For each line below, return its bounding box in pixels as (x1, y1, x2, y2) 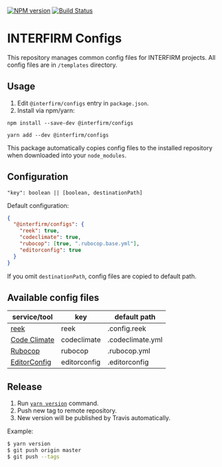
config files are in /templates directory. (7, 61, 118, 69)
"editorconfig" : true (19, 247, 81, 253)
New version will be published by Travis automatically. (16, 414, 170, 422)
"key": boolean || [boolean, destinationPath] (7, 189, 143, 196)
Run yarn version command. (16, 399, 99, 408)
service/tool (12, 312, 53, 322)
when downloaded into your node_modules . (7, 151, 127, 159)
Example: (7, 427, 34, 435)
